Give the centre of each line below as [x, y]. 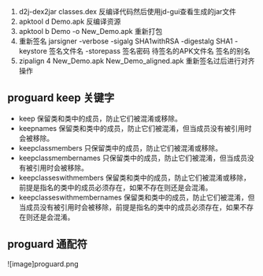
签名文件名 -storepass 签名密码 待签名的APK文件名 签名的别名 [150, 51]
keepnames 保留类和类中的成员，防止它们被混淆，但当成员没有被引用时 [135, 128]
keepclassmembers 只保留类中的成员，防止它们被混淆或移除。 [120, 147]
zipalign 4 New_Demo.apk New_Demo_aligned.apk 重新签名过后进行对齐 [137, 61]
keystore [33, 51]
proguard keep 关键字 [61, 98]
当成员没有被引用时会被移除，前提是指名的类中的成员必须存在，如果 [129, 207]
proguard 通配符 [47, 244]
